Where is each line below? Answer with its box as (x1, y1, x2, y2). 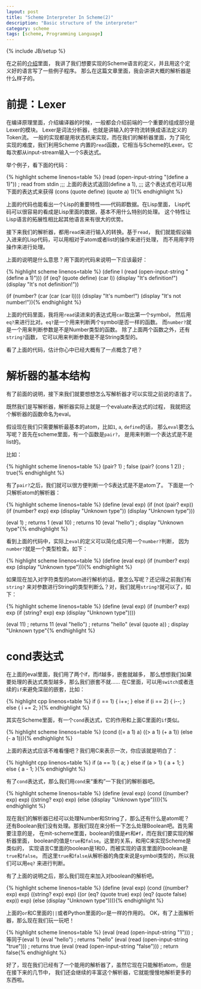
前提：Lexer (6, 98, 66, 111)
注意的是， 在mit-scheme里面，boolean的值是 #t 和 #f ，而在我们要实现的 (11, 829, 188, 836)
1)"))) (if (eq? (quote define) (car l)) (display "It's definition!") (29, 275, 178, 282)
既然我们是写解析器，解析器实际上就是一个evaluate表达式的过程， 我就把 (6, 403, 186, 410)
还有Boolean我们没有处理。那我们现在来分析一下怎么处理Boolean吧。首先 (6, 822, 188, 829)
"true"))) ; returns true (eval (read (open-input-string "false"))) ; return (6, 942, 179, 950)
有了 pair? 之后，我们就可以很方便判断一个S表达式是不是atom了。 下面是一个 (6, 482, 194, 488)
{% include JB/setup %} (6, 47, 66, 54)
